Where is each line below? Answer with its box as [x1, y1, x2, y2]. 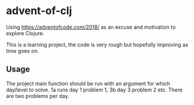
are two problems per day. [6, 92, 70, 99]
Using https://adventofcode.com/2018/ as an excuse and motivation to [6, 23, 176, 31]
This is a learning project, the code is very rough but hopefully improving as [6, 41, 189, 48]
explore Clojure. [6, 29, 44, 36]
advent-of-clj [6, 4, 72, 18]
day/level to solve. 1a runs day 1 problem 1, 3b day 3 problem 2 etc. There [6, 86, 183, 93]
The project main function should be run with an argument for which [6, 80, 171, 87]
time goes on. [6, 47, 39, 54]
